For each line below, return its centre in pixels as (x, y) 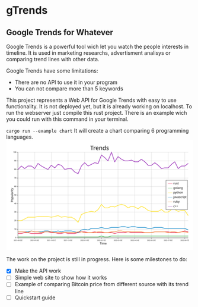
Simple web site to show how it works (61, 278)
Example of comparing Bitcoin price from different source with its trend (101, 284)
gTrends (27, 10)
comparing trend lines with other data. (53, 59)
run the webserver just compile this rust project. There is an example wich (97, 113)
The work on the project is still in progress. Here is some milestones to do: (97, 259)
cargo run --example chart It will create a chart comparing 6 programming (98, 131)
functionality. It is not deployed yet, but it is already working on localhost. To (99, 106)
